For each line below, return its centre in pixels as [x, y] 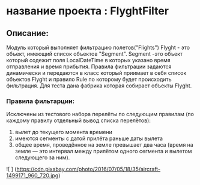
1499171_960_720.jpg [32, 175]
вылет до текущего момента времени [63, 132]
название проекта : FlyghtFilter [88, 11]
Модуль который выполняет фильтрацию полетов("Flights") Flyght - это [98, 47]
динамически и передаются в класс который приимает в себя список [96, 73]
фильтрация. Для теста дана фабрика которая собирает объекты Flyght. [99, 86]
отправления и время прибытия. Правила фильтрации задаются [89, 66]
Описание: [28, 33]
